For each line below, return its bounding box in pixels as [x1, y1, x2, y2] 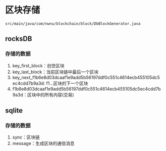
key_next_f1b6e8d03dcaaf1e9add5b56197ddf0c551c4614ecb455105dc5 [12, 74, 160, 80]
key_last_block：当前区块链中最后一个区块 [12, 69, 99, 75]
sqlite [5, 106, 23, 115]
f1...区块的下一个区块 [46, 80, 88, 86]
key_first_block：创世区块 [12, 62, 64, 68]
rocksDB [5, 35, 32, 43]
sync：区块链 [12, 134, 40, 140]
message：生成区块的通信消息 [12, 141, 75, 147]
